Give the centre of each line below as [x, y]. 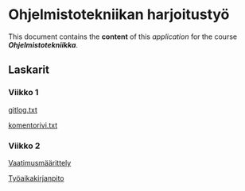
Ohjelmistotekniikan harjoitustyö [119, 15]
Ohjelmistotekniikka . [43, 44]
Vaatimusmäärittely [40, 162]
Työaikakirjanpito [36, 178]
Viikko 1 [23, 93]
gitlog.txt [23, 109]
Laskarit [29, 70]
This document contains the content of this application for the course [122, 36]
